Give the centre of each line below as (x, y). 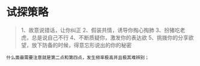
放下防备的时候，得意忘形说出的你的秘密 (82, 45)
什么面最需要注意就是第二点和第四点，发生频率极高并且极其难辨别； (78, 58)
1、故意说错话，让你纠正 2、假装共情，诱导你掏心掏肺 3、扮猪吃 (100, 30)
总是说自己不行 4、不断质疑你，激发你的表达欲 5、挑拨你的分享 (110, 37)
